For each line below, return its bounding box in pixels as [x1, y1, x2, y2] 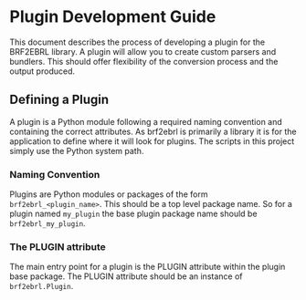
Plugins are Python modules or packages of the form [9, 189, 208, 200]
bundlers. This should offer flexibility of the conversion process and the [9, 56, 279, 67]
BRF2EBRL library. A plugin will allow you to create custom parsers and [9, 46, 277, 57]
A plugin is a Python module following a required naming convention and [9, 116, 283, 127]
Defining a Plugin [9, 92, 110, 108]
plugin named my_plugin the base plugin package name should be [9, 208, 258, 220]
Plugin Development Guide [9, 6, 216, 27]
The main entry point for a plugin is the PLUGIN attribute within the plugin [9, 262, 286, 273]
